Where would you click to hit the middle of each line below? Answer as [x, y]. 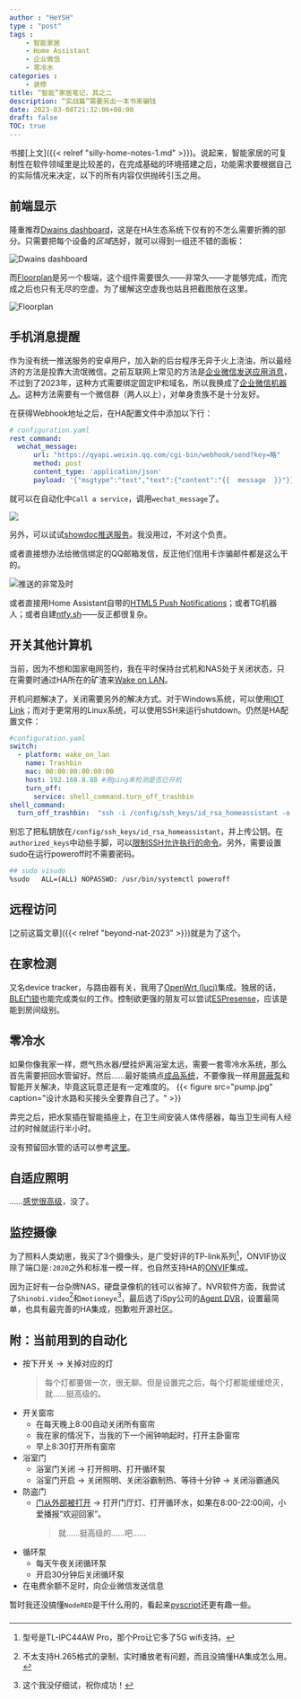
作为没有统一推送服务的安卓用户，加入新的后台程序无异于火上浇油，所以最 [146, 360]
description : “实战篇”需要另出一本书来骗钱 [83, 101]
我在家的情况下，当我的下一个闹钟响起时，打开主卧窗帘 [138, 1435]
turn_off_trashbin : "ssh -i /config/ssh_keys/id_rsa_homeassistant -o [154, 814]
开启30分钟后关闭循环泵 [80, 1575]
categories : [34, 76]
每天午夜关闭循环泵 [71, 1563]
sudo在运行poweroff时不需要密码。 [74, 854]
